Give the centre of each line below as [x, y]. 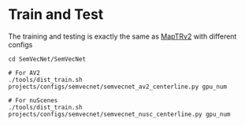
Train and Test [56, 15]
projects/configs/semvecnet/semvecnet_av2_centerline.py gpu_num [117, 87]
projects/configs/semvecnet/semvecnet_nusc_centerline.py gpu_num [119, 114]
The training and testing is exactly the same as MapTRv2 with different [122, 36]
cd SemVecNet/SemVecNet [47, 59]
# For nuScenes [33, 100]
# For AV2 [24, 72]
